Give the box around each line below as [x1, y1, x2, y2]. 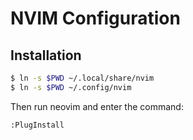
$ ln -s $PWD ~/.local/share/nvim [10, 73, 155, 83]
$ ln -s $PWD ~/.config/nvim [10, 82, 132, 92]
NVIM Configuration [10, 7, 181, 30]
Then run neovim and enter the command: [10, 100, 184, 112]
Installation [10, 47, 82, 64]
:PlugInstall [10, 120, 65, 130]
